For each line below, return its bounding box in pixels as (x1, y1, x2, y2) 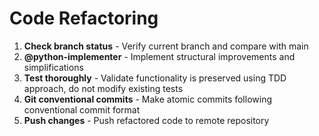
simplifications (23, 61, 84, 73)
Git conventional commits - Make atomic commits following (23, 93, 273, 105)
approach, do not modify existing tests (23, 82, 184, 94)
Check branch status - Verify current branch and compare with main (23, 40, 309, 52)
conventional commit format (23, 103, 141, 116)
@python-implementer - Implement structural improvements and (23, 50, 296, 62)
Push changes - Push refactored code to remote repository (23, 114, 270, 126)
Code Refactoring (9, 7, 159, 30)
